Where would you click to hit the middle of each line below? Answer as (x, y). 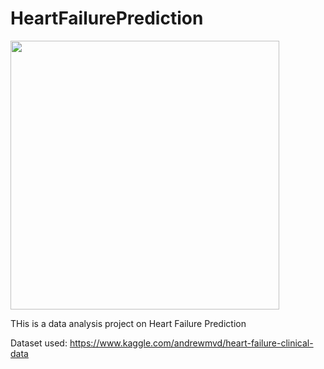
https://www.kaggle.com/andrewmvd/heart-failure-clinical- (191, 343)
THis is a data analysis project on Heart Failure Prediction (128, 323)
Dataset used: (39, 343)
